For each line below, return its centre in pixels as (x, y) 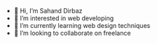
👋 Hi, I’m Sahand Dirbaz (48, 11)
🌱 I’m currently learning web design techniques (82, 25)
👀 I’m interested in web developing (64, 18)
